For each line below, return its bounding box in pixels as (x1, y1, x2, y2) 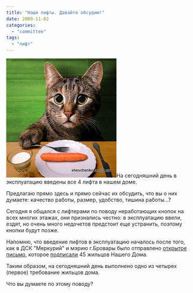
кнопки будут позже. (6, 227, 59, 233)
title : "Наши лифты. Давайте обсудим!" (6, 10, 105, 15)
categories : (6, 22, 36, 28)
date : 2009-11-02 (6, 15, 49, 22)
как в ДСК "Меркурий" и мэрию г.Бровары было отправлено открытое (6, 245, 187, 251)
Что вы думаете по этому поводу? (6, 280, 94, 287)
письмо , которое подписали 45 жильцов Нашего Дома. (6, 251, 148, 258)
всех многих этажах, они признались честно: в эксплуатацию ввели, (6, 214, 182, 221)
